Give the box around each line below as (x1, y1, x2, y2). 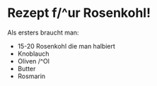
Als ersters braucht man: (7, 28, 79, 37)
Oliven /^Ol (17, 56, 50, 65)
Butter (17, 64, 36, 73)
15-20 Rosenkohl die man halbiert (17, 42, 115, 50)
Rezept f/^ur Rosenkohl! (7, 5, 151, 21)
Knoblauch (17, 49, 50, 58)
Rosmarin (17, 72, 46, 80)
